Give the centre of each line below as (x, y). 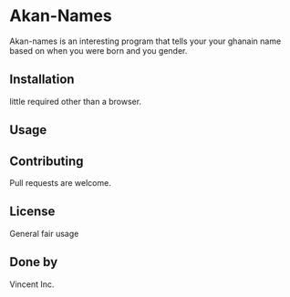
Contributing (47, 161)
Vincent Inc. (32, 284)
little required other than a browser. (76, 101)
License (32, 212)
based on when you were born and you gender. (98, 50)
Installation (42, 80)
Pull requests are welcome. (60, 182)
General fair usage (44, 233)
